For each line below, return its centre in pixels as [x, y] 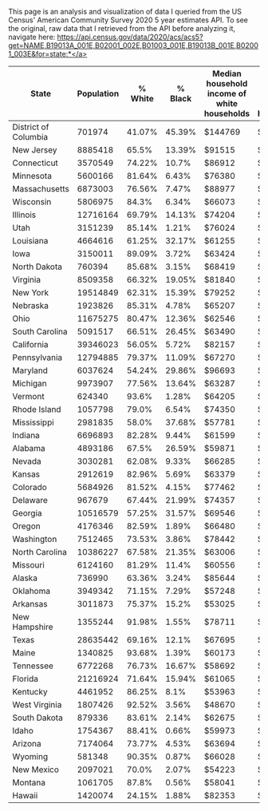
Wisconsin [32, 202]
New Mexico [36, 769]
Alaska [25, 578]
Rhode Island [37, 409]
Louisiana [30, 241]
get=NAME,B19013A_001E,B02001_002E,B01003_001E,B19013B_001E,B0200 [134, 45]
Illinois [24, 215]
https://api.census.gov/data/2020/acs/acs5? [130, 37]
